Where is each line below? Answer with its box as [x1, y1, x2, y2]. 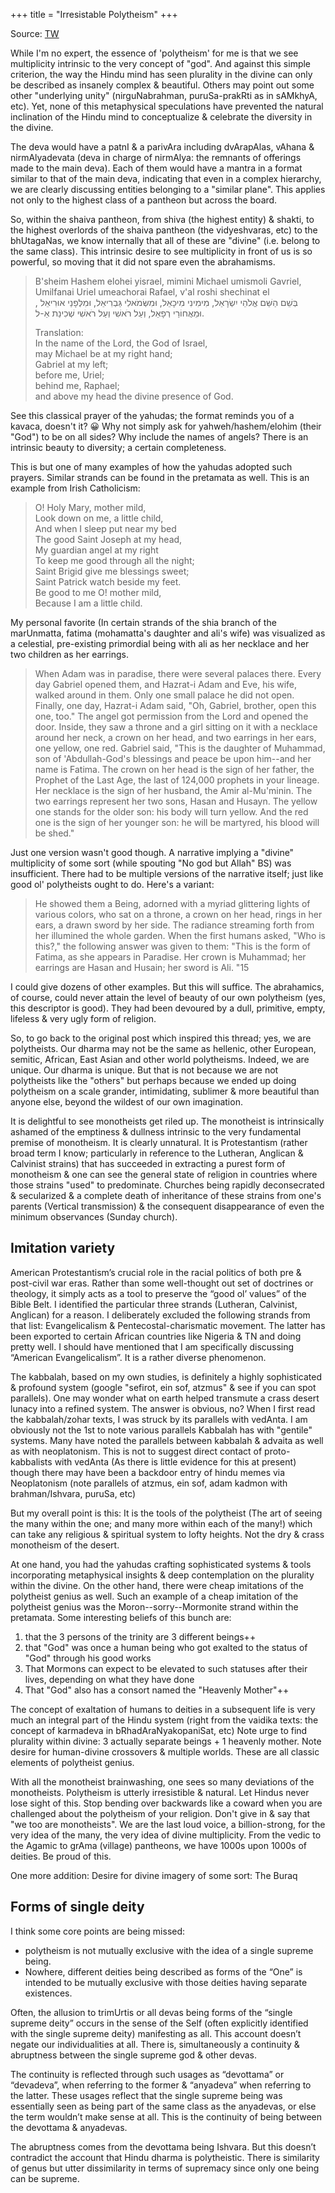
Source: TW [10, 28, 60, 39]
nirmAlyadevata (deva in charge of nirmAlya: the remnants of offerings [10, 152, 302, 163]
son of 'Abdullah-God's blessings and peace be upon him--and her [34, 753, 312, 764]
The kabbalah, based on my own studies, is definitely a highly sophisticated [10, 1370, 322, 1383]
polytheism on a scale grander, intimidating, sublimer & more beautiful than [10, 1085, 320, 1097]
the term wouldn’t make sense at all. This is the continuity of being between [10, 2110, 323, 2123]
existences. [24, 1987, 73, 1999]
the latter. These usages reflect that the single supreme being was [10, 2089, 283, 2101]
